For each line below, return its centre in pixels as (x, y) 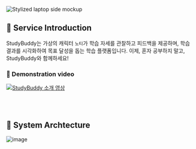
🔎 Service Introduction (49, 28)
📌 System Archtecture (48, 125)
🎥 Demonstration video (40, 74)
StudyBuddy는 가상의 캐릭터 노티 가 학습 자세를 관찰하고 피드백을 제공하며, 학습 (98, 43)
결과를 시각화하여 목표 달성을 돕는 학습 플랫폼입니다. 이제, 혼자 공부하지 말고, (96, 50)
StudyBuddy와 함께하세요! (37, 58)
